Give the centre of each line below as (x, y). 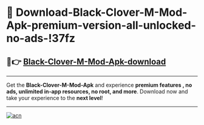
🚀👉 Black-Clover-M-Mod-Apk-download (86, 61)
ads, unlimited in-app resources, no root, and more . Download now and (97, 91)
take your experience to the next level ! (55, 98)
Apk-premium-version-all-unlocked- (101, 25)
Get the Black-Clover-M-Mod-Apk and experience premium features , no (99, 85)
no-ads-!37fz (41, 38)
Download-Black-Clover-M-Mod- (102, 12)
